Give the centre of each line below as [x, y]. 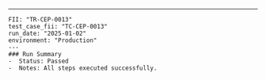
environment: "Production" [53, 40]
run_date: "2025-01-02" [47, 33]
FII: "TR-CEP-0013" [40, 20]
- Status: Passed [38, 61]
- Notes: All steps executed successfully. [83, 68]
